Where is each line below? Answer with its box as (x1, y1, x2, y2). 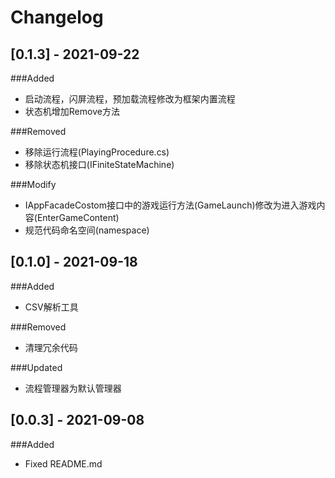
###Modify (10, 179, 57, 190)
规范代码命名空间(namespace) (24, 224, 150, 236)
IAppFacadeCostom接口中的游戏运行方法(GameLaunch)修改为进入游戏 (24, 199, 317, 211)
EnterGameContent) (36, 212, 120, 223)
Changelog (10, 6, 104, 29)
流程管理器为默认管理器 (24, 382, 122, 394)
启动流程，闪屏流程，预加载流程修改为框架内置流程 (24, 93, 236, 105)
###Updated (10, 361, 63, 373)
